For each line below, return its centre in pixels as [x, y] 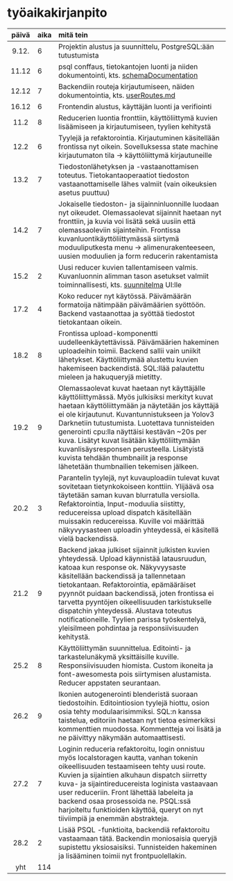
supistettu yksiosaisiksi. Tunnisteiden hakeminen [138, 847]
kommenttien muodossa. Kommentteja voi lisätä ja [140, 729]
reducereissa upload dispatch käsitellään [125, 512]
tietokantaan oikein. [90, 322]
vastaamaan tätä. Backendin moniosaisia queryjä [138, 838]
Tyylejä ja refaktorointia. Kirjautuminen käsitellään [139, 138]
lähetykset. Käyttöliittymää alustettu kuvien [129, 359]
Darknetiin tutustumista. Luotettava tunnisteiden [137, 423]
